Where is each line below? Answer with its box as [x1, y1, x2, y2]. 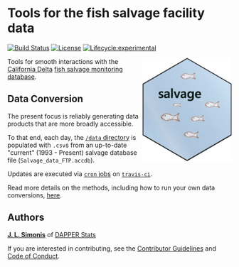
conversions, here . [7, 190, 62, 200]
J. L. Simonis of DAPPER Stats [7, 230, 96, 239]
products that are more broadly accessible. [7, 119, 134, 128]
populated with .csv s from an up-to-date [7, 141, 127, 149]
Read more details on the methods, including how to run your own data [7, 183, 216, 192]
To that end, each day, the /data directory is [7, 133, 137, 141]
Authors [7, 212, 45, 224]
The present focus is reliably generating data [7, 111, 139, 120]
